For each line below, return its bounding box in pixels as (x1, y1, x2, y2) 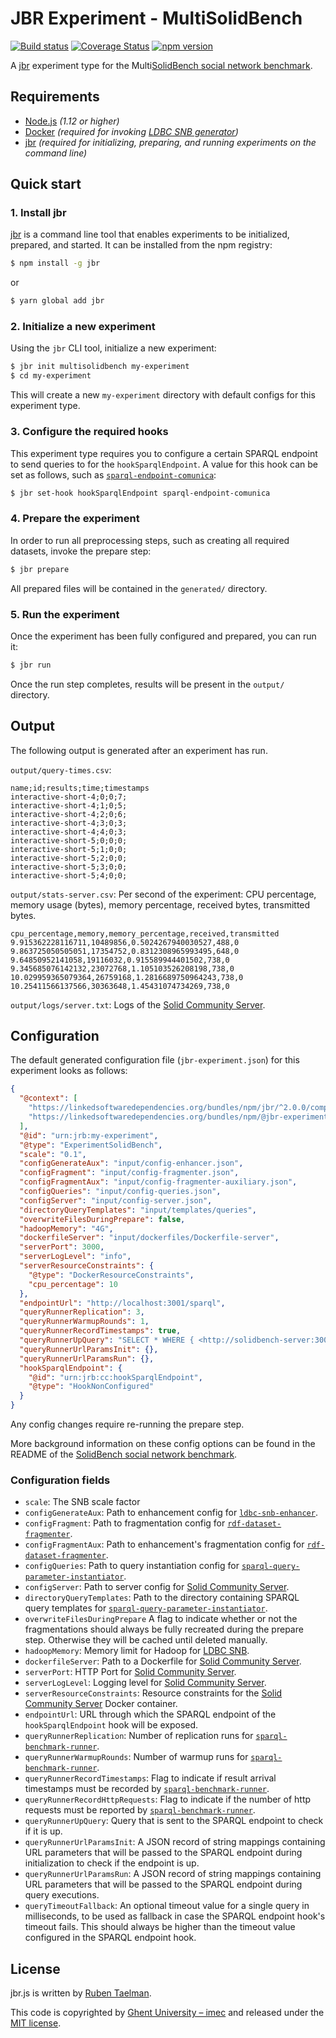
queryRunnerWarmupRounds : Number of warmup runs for (24, 1751, 249, 1763)
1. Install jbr (10, 206, 67, 220)
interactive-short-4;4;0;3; (10, 827, 128, 837)
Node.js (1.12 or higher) (24, 115, 120, 127)
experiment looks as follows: (10, 1065, 128, 1077)
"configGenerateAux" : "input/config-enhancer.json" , (19, 1158, 244, 1169)
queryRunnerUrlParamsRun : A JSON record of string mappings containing (24, 1868, 322, 1880)
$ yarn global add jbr (10, 296, 105, 306)
